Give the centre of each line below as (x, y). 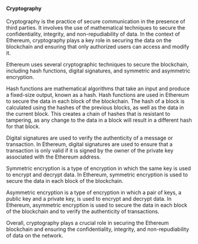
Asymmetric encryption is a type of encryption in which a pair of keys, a (94, 192)
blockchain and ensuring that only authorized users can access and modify (98, 47)
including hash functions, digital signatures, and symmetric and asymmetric (98, 71)
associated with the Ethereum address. (54, 157)
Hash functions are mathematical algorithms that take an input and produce (98, 88)
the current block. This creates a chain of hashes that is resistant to (88, 114)
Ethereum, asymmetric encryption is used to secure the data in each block (97, 205)
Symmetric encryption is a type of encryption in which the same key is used (98, 169)
